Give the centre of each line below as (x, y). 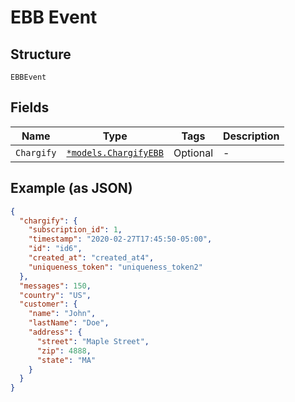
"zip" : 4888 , (64, 351)
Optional (193, 153)
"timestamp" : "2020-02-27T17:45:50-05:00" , (120, 239)
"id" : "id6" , (55, 249)
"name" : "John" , (62, 314)
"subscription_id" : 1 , (75, 230)
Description (251, 136)
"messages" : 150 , (55, 286)
